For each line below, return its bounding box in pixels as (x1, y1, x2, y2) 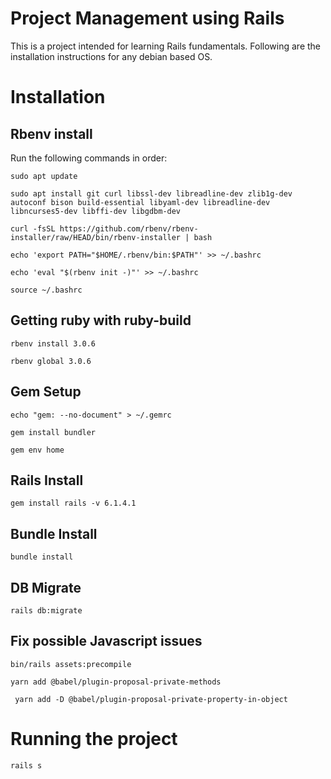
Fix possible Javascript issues (10, 633, 203, 650)
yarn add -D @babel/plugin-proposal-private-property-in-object (14, 694, 288, 704)
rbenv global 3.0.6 (10, 356, 92, 366)
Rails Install (10, 472, 84, 489)
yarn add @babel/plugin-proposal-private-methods (10, 677, 222, 687)
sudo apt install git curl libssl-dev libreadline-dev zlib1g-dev (10, 188, 293, 199)
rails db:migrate (10, 606, 83, 616)
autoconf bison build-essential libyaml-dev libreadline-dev (10, 197, 271, 207)
